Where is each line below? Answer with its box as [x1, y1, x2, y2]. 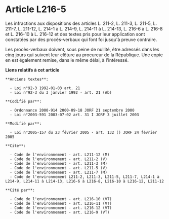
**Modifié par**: [5, 121, 42, 126]
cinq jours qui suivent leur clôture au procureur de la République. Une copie [5, 52, 163, 58]
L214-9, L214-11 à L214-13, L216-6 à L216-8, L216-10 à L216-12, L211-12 [5, 178, 164, 184]
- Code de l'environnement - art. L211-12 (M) [10, 152, 110, 157]
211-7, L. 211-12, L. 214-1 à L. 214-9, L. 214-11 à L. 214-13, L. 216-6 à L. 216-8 [5, 25, 163, 31]
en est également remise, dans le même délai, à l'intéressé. [5, 57, 129, 63]
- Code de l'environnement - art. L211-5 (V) [10, 165, 108, 170]
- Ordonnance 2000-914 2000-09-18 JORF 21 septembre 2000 [10, 107, 135, 113]
